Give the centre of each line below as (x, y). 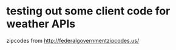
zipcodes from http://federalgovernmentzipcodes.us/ (73, 40)
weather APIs (41, 24)
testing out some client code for (88, 11)
